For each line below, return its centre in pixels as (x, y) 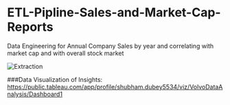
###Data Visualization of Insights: (55, 79)
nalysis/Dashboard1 (35, 94)
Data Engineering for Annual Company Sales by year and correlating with (111, 46)
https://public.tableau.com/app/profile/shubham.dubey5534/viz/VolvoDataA (115, 87)
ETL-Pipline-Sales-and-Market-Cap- (114, 13)
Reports (30, 27)
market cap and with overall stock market (66, 53)
